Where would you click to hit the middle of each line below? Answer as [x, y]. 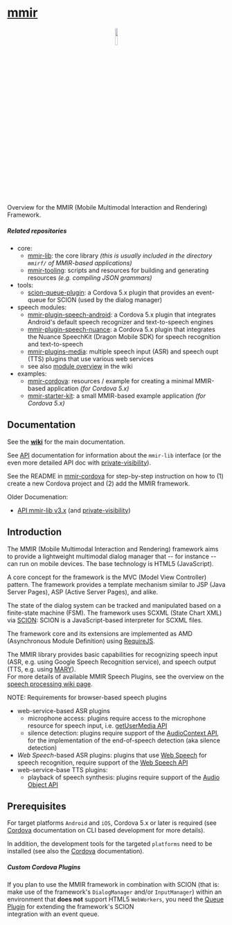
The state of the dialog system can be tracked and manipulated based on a [114, 605]
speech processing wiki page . [50, 684]
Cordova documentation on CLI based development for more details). [106, 831]
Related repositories [37, 231]
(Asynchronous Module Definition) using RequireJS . [81, 641]
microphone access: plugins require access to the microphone [117, 718]
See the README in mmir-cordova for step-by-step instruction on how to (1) [115, 476]
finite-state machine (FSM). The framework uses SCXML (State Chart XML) [115, 612]
